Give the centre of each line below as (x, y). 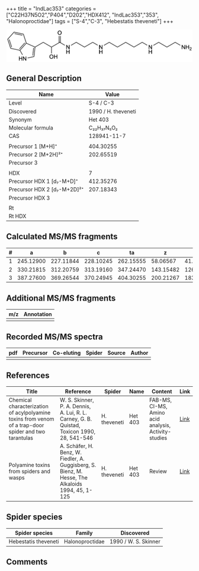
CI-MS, (158, 406)
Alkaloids (71, 484)
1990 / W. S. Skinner (135, 542)
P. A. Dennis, (76, 406)
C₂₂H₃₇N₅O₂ (103, 128)
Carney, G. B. (76, 419)
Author (139, 352)
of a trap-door (26, 425)
